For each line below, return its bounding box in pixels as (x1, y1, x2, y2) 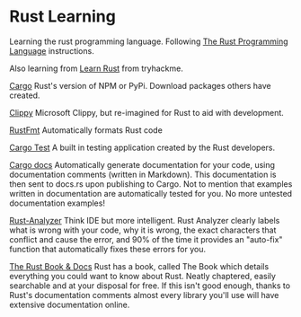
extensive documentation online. (9, 299, 130, 310)
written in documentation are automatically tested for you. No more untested (9, 188, 293, 198)
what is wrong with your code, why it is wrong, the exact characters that (9, 225, 277, 235)
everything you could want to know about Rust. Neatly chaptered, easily (9, 270, 277, 281)
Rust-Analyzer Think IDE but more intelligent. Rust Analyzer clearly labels (9, 215, 280, 225)
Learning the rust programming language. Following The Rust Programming (9, 36, 288, 47)
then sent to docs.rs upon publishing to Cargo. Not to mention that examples (9, 178, 293, 189)
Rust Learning (9, 6, 117, 27)
